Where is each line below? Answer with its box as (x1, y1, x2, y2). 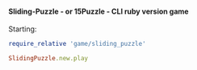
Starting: (8, 24, 37, 34)
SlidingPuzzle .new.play (8, 55, 89, 63)
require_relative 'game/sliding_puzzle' (8, 40, 147, 48)
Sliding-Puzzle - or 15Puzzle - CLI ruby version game (8, 6, 189, 16)
